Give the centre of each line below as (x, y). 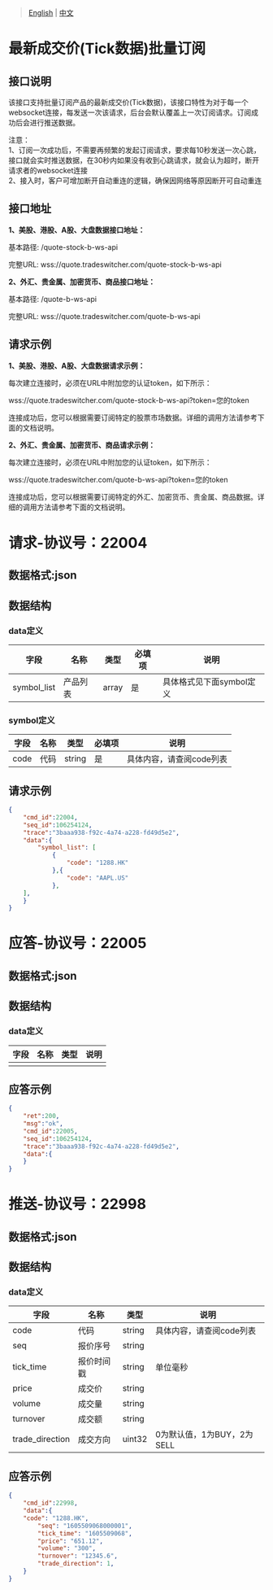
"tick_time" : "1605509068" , (85, 1533)
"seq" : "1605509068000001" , (85, 1526)
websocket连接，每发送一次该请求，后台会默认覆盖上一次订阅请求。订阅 (130, 112)
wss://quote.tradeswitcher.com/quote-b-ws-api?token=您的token (119, 479)
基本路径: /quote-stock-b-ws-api (63, 247)
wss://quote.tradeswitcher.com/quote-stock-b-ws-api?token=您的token (129, 400)
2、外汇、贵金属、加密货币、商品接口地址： (82, 282)
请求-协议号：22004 (78, 542)
